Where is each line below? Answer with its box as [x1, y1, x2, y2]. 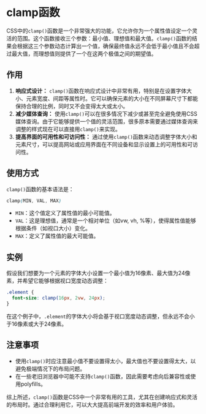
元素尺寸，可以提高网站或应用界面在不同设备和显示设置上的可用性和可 [15, 140, 193, 148]
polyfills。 [20, 380, 47, 388]
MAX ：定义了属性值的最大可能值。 [15, 232, 99, 239]
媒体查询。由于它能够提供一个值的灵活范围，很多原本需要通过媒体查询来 [15, 118, 198, 125]
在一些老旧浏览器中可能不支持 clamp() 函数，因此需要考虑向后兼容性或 [15, 372, 191, 380]
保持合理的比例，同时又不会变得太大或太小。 [15, 102, 129, 110]
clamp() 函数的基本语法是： [6, 185, 75, 193]
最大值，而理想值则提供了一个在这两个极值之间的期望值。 [11, 50, 157, 57]
